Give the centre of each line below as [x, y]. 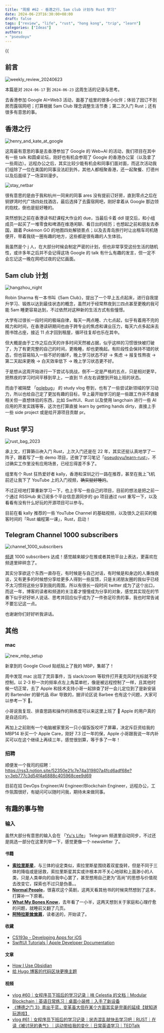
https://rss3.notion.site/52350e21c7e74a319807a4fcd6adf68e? [68, 770]
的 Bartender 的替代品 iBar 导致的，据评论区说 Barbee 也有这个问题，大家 [79, 694]
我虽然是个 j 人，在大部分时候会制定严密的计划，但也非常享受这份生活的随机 [82, 247]
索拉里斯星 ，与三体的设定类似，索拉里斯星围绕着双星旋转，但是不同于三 [85, 865]
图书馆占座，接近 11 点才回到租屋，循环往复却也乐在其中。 [64, 332]
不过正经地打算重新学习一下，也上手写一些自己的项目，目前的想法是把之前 [80, 491]
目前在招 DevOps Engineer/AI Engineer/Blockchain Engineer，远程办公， [78, 785]
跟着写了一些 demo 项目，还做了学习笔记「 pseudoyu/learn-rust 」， [85, 457]
